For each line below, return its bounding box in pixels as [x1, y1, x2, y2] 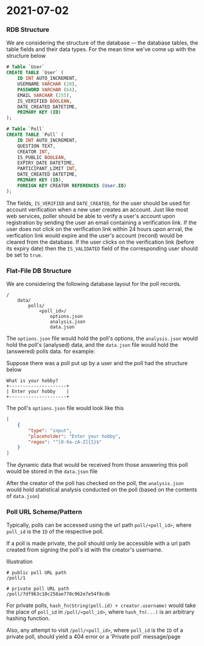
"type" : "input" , [28, 427, 72, 433]
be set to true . [6, 251, 43, 258]
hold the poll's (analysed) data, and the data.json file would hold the [6, 341, 178, 349]
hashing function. [6, 615, 51, 622]
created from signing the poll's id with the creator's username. [6, 546, 163, 553]
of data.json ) [6, 492, 40, 500]
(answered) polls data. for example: [6, 348, 96, 355]
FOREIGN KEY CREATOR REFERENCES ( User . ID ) [17, 182, 127, 189]
